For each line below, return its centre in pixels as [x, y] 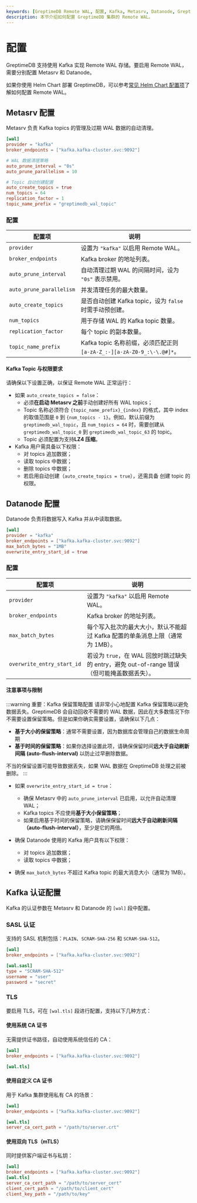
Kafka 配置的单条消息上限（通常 [138, 636]
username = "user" [28, 977]
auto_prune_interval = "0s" [40, 166]
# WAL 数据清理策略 [27, 160]
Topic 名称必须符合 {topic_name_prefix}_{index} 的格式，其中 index [106, 410]
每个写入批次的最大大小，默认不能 [134, 627]
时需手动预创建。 [105, 310]
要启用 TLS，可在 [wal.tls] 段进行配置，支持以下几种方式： [79, 1010]
